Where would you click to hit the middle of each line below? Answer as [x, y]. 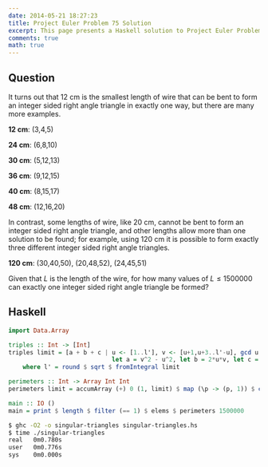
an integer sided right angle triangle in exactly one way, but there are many [131, 105]
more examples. [35, 113]
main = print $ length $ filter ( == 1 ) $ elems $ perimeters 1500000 [126, 411]
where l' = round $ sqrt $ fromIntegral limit [101, 367]
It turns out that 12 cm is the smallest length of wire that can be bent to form [133, 97]
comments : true [33, 38]
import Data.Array [39, 330]
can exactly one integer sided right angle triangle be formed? [108, 287]
